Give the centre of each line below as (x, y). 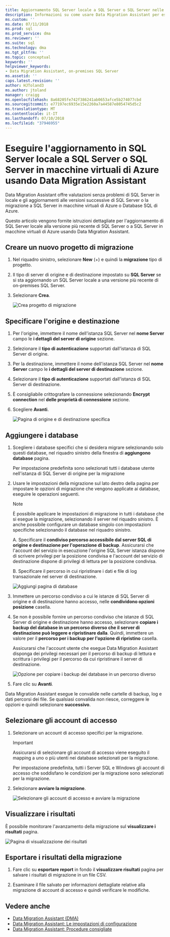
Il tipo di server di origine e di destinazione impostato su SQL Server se (87, 275)
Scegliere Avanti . (31, 409)
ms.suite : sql (20, 43)
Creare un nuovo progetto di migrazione (70, 247)
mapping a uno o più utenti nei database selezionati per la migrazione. (86, 758)
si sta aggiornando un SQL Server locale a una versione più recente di (85, 280)
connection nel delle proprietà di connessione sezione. (71, 400)
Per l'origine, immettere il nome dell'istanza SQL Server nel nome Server (88, 333)
